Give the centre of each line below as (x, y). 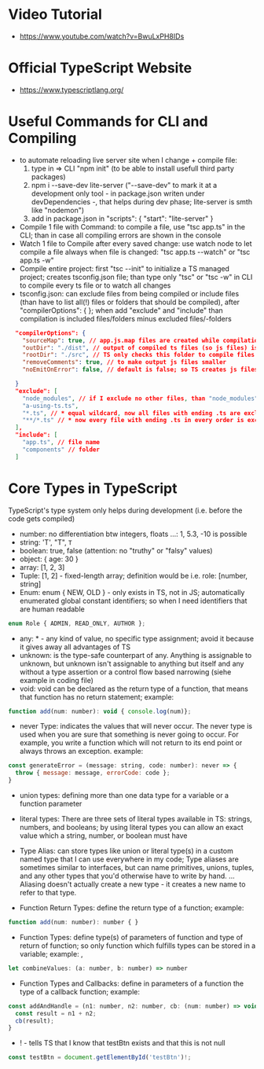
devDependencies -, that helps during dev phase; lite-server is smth (142, 201)
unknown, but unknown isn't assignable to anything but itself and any (132, 663)
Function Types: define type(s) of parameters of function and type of (131, 937)
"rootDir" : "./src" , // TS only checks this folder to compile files (139, 355)
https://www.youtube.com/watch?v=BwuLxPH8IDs (102, 36)
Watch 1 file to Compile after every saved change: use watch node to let (136, 243)
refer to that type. (48, 893)
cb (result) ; (35, 1021)
